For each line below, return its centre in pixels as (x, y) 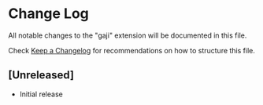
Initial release (41, 94)
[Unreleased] (41, 75)
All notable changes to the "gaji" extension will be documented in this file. (128, 35)
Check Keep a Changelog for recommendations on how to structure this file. (132, 50)
